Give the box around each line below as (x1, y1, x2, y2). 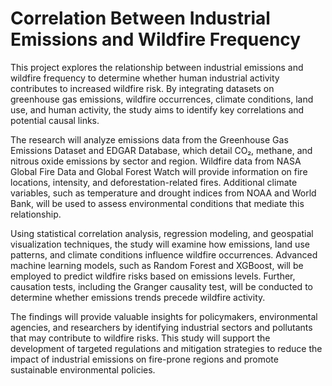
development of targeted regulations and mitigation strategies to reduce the (10, 342, 323, 354)
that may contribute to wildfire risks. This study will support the (10, 332, 271, 344)
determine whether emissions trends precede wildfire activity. (10, 291, 266, 303)
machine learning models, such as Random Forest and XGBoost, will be (10, 259, 304, 271)
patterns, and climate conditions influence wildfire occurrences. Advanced (10, 248, 318, 261)
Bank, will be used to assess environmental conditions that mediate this (10, 197, 305, 209)
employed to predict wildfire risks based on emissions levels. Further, (10, 270, 296, 282)
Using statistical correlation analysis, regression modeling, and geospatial (10, 227, 314, 239)
